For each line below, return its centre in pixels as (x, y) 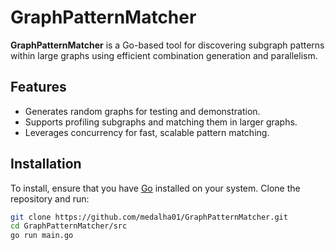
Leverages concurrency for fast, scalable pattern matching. (147, 132)
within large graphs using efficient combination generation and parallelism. (164, 55)
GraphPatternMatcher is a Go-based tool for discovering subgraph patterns (167, 45)
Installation (46, 164)
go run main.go (42, 236)
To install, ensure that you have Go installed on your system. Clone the (155, 188)
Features (38, 87)
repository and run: (50, 198)
